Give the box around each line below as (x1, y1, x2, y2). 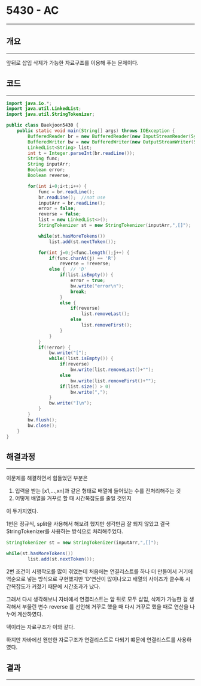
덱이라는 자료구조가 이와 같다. (6, 623, 75, 630)
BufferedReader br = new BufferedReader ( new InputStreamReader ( (28, 133, 191, 139)
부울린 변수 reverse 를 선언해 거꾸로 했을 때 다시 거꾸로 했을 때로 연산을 (22, 603, 189, 610)
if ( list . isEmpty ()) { (59, 272, 114, 278)
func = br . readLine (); (38, 188, 95, 195)
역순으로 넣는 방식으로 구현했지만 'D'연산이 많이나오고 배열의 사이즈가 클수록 (6, 575, 184, 582)
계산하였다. (17, 610, 44, 618)
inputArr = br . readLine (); (38, 200, 106, 206)
